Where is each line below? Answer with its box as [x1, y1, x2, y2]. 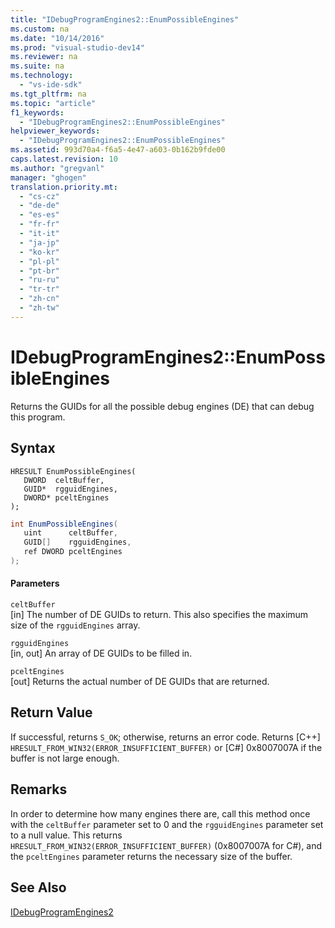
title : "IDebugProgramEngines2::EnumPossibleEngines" [10, 14, 240, 25]
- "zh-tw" [19, 303, 60, 313]
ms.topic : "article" [10, 98, 97, 108]
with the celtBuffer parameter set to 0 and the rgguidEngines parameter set [10, 818, 324, 830]
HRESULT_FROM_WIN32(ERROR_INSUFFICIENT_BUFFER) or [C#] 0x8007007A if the [10, 741, 323, 753]
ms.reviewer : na [10, 52, 78, 62]
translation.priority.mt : [10, 182, 118, 192]
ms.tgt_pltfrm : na [10, 89, 87, 99]
